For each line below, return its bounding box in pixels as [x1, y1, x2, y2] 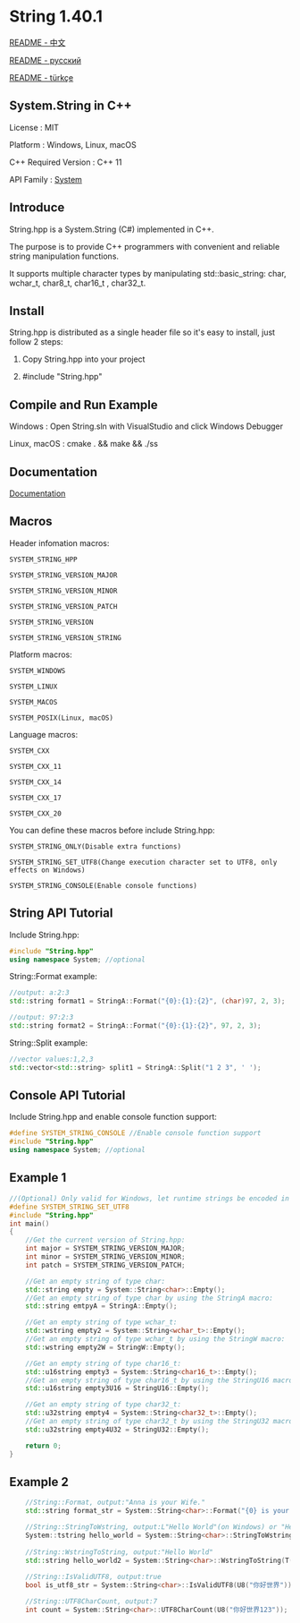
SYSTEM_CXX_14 [9, 777, 62, 787]
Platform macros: [9, 649, 73, 660]
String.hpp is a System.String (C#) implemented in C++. [9, 224, 214, 235]
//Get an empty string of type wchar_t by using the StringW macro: [25, 1335, 286, 1344]
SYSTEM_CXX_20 [9, 808, 62, 818]
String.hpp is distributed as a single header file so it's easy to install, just [9, 327, 275, 337]
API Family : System [9, 174, 83, 184]
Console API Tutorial [9, 1088, 126, 1103]
